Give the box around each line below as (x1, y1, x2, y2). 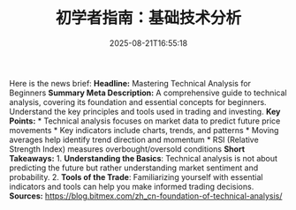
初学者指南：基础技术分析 (55, 8, 241, 28)
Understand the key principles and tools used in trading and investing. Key (9, 106, 281, 116)
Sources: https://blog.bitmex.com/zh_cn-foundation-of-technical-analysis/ (9, 191, 283, 201)
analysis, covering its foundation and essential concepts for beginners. (9, 96, 267, 107)
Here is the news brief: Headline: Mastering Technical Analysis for (9, 78, 252, 88)
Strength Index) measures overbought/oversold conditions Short (9, 143, 246, 154)
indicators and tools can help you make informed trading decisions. (9, 181, 254, 191)
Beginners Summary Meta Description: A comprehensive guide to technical (9, 87, 287, 98)
